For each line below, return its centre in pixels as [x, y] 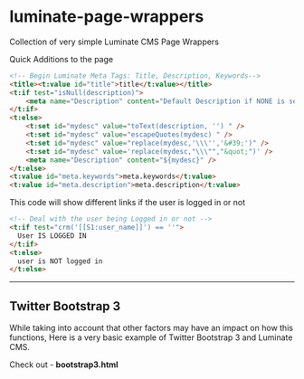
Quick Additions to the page [62, 59]
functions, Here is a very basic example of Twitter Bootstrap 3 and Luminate [151, 337]
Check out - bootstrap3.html [64, 365]
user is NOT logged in [60, 261]
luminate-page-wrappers [107, 17]
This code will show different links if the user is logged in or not [128, 203]
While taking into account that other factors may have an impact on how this [152, 328]
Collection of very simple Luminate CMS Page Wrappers [114, 42]
